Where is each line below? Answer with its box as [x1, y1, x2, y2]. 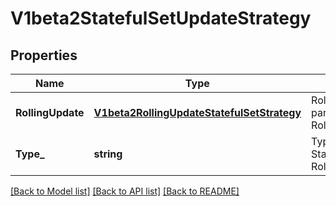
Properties [10, 47, 78, 64]
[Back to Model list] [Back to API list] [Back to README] [10, 185, 240, 197]
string [93, 147, 123, 161]
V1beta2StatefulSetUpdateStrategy [10, 7, 312, 30]
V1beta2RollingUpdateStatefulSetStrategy [93, 106, 302, 119]
